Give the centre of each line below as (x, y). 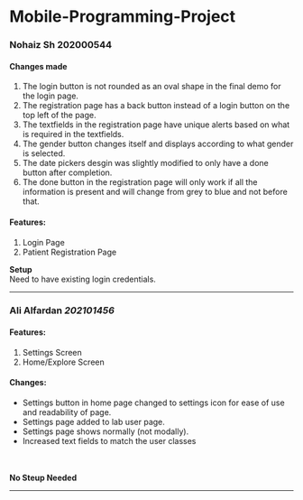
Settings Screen (52, 352)
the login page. (50, 96)
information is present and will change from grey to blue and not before (155, 192)
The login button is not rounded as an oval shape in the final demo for (151, 87)
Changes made (38, 66)
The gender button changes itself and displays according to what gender (158, 144)
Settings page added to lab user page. (93, 421)
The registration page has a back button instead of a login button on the (156, 106)
